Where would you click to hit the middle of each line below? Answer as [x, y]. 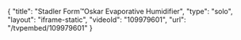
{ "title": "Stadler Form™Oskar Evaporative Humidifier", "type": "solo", [120, 11]
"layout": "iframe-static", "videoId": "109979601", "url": [97, 20]
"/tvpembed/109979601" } [50, 28]
